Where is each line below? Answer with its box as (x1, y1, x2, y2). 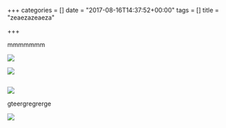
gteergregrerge (7, 99, 51, 108)
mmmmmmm (7, 41, 46, 48)
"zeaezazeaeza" (7, 13, 55, 22)
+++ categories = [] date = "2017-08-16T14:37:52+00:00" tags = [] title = (7, 6, 220, 14)
